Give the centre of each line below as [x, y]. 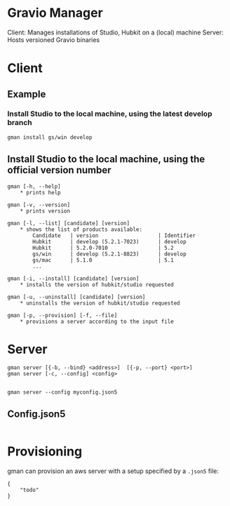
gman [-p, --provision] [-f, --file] [62, 315]
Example [27, 94]
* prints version [45, 211]
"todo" [29, 490]
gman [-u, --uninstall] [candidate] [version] [76, 297]
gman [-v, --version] [39, 205]
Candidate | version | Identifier [114, 235]
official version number [59, 170]
